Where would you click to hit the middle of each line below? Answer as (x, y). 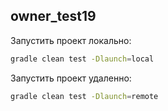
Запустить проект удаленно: (71, 78)
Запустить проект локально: (71, 40)
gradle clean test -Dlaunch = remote (84, 96)
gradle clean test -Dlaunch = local (82, 59)
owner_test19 (53, 16)
